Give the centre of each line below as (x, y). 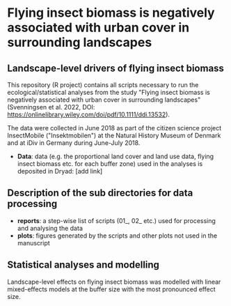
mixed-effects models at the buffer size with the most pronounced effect (111, 289)
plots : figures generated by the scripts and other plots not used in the (117, 236)
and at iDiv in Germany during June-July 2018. (74, 143)
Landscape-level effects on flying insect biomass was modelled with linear (114, 282)
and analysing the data (50, 228)
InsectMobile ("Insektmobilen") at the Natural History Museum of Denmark (114, 135)
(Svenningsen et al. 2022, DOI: (51, 107)
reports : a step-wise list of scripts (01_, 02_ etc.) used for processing (116, 220)
